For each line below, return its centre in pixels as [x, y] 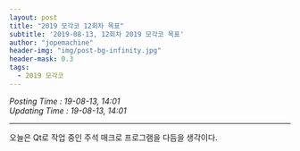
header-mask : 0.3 [42, 59]
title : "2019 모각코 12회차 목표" [67, 26]
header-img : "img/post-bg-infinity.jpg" [86, 51]
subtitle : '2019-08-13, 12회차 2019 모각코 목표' [97, 34]
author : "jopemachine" [51, 42]
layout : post [33, 17]
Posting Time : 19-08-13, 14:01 [65, 101]
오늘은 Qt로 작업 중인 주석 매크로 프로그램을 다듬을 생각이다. [113, 137]
